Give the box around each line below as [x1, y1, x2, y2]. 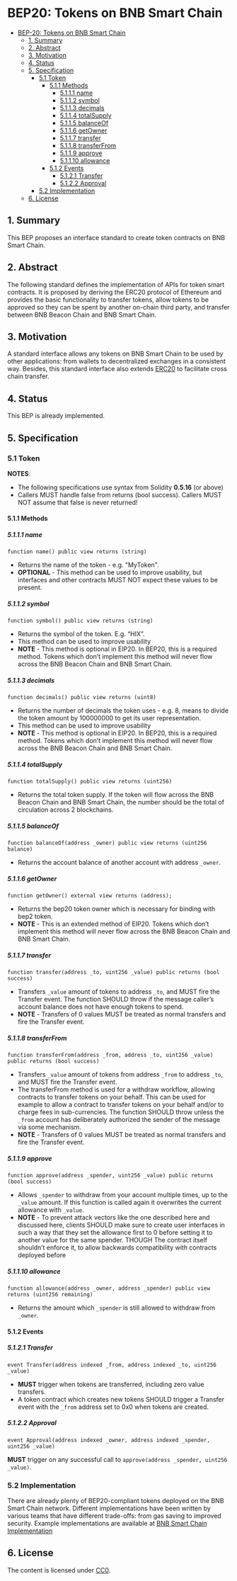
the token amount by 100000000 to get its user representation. [17, 714, 202, 722]
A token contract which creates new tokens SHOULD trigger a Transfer [17, 1395, 225, 1403]
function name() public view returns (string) [7, 548, 147, 555]
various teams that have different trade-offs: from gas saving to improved [7, 1511, 221, 1520]
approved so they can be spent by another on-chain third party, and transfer [7, 302, 230, 311]
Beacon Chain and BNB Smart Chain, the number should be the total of [17, 798, 225, 807]
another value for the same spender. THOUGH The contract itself [17, 1236, 208, 1245]
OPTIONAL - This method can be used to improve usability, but [17, 568, 203, 577]
